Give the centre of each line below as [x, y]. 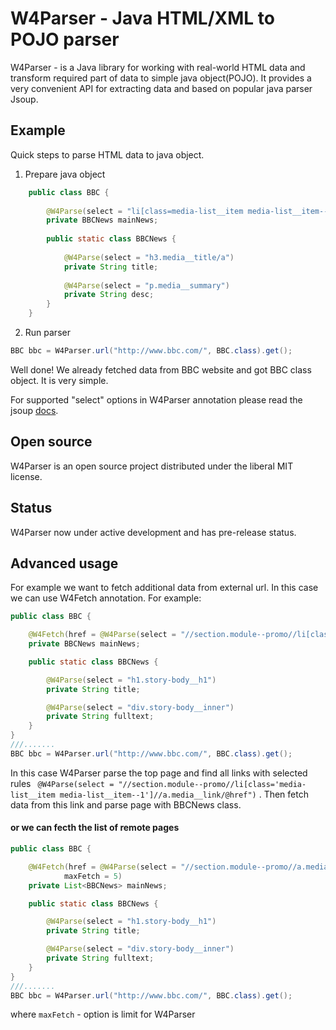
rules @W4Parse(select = [62, 783]
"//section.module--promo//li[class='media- [212, 784]
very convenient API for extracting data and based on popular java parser [161, 88]
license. [26, 476]
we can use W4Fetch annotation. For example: [106, 598]
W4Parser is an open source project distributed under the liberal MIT [152, 466]
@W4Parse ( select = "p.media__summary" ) [146, 285]
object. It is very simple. [59, 380]
